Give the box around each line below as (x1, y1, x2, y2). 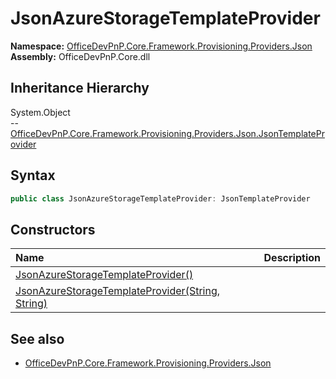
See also (10, 330, 65, 347)
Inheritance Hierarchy (10, 80, 150, 97)
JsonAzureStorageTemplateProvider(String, (15, 284, 221, 298)
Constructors (10, 221, 96, 238)
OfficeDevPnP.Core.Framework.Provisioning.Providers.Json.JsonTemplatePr (10, 127, 325, 139)
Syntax (10, 167, 56, 184)
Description (263, 251, 321, 265)
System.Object (10, 106, 71, 118)
